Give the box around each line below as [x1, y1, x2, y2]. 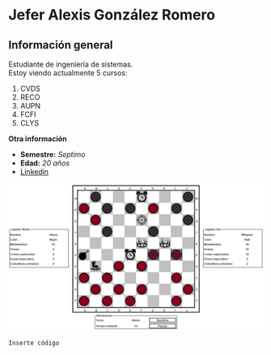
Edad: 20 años [19, 158, 70, 168]
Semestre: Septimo [19, 150, 86, 159]
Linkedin [19, 167, 49, 176]
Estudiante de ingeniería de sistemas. [8, 59, 133, 69]
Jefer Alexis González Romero [8, 6, 216, 24]
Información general [8, 38, 113, 52]
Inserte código [8, 339, 60, 347]
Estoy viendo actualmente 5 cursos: [8, 68, 128, 78]
